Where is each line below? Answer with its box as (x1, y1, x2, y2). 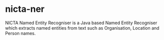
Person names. (5, 30, 36, 36)
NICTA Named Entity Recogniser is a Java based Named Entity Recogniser (5, 20, 158, 26)
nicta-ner (5, 3, 45, 15)
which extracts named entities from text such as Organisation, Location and (5, 25, 160, 31)
